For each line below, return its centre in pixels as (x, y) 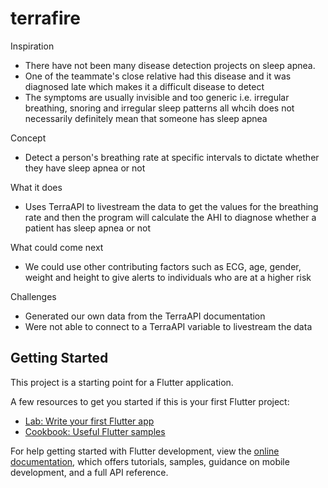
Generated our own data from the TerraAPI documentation (145, 316)
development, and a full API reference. (89, 472)
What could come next (57, 247)
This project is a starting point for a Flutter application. (122, 382)
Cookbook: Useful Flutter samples (95, 431)
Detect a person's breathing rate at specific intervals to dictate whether (172, 157)
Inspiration (32, 46)
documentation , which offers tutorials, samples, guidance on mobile (150, 461)
